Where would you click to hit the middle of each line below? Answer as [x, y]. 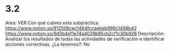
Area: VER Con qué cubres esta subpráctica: [52, 23]
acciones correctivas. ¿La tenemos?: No [48, 44]
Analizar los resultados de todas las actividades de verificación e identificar [85, 39]
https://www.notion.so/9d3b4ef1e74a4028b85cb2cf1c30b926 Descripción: [85, 33]
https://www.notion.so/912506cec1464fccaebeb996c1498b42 [71, 28]
